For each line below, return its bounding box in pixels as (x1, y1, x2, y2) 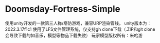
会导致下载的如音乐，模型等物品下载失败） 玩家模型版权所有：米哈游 (5, 32, 142, 38)
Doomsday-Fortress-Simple (5, 3, 121, 15)
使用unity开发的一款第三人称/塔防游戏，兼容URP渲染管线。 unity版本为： (5, 20, 152, 26)
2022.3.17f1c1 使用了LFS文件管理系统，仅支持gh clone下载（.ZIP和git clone (5, 26, 156, 32)
